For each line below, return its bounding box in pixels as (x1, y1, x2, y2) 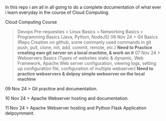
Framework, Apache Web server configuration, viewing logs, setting (17, 60, 157, 66)
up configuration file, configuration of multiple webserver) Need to (17, 65, 154, 71)
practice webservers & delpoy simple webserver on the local (17, 71, 145, 76)
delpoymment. (5, 110, 35, 116)
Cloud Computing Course (5, 19, 57, 25)
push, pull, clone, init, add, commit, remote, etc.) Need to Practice (17, 45, 153, 50)
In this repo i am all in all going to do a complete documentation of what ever (5, 4, 162, 10)
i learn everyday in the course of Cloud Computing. (5, 9, 110, 15)
